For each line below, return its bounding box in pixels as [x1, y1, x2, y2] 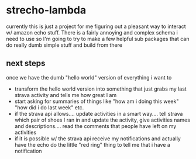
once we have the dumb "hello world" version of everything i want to [6, 74, 172, 81]
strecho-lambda [6, 4, 87, 17]
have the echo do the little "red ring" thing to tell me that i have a [14, 141, 171, 148]
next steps [6, 58, 46, 68]
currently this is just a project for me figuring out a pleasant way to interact [6, 23, 186, 30]
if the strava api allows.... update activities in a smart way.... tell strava [14, 110, 183, 117]
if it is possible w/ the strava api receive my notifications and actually [14, 135, 181, 142]
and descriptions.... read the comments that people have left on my [14, 122, 177, 129]
